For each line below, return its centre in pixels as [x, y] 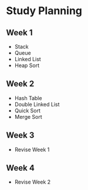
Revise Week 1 [32, 149]
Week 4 [21, 168]
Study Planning [44, 11]
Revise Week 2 [33, 182]
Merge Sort [28, 116]
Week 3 [20, 136]
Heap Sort [27, 65]
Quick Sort [28, 111]
